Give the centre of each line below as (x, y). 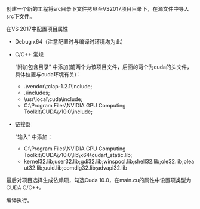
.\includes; (37, 93)
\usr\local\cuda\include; (53, 99)
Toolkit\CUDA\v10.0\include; (58, 112)
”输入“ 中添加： (34, 137)
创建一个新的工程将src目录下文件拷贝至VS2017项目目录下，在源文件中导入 (98, 9)
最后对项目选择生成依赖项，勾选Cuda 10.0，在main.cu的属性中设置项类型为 (99, 180)
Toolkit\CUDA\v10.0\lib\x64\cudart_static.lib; (78, 155)
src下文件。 (21, 16)
